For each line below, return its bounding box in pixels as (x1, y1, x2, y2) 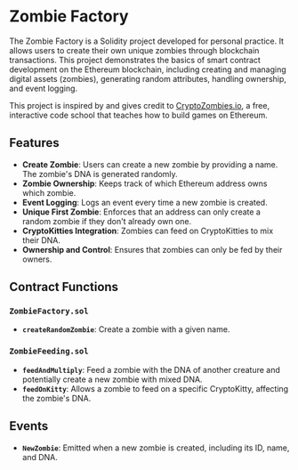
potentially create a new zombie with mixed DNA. (21, 374, 203, 385)
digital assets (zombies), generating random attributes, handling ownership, (9, 73, 287, 84)
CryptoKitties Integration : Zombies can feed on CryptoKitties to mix (21, 225, 274, 236)
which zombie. (21, 187, 77, 198)
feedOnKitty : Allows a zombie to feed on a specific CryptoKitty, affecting (21, 383, 289, 393)
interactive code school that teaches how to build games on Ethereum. (9, 109, 269, 120)
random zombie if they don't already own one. (21, 215, 192, 226)
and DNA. (21, 451, 58, 462)
